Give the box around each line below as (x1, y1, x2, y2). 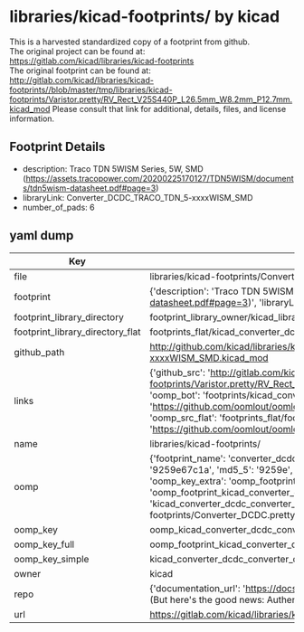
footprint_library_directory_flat (14, 325, 141, 338)
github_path (14, 345, 65, 358)
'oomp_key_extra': (148, 475, 227, 487)
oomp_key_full (14, 538, 75, 551)
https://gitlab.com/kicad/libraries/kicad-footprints (9, 55, 195, 66)
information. (9, 113, 55, 124)
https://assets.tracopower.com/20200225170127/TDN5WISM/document (25, 173, 294, 184)
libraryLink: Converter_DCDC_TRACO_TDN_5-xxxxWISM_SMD (22, 192, 253, 203)
